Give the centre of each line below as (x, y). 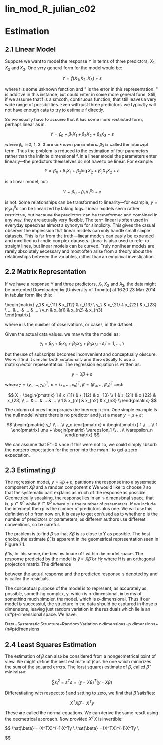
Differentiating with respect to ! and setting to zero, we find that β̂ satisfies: (80, 693)
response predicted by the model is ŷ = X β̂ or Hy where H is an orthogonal (80, 559)
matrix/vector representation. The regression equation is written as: (73, 365)
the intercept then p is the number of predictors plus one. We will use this (79, 509)
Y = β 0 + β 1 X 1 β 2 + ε (82, 192)
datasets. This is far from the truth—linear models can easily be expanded (80, 236)
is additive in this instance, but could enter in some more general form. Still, (81, 94)
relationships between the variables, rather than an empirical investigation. (80, 256)
